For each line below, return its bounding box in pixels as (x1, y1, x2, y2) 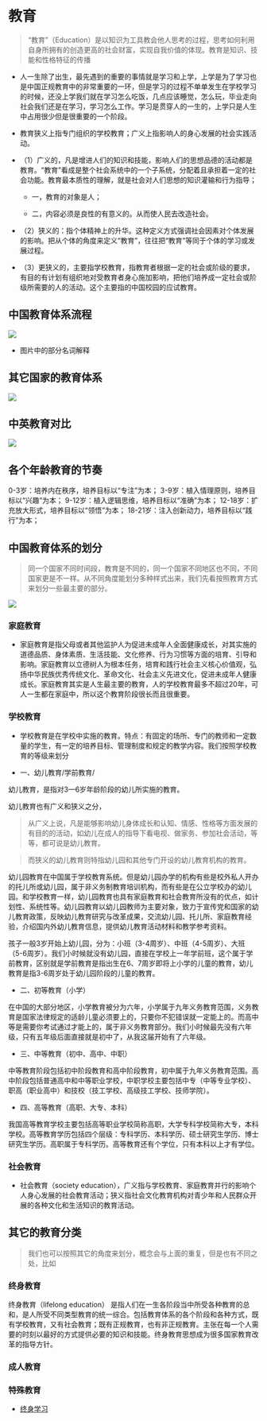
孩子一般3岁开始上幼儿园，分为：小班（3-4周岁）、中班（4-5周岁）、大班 (8, 939, 246, 948)
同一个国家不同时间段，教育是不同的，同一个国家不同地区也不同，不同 (27, 563, 258, 573)
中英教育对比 (8, 416, 72, 430)
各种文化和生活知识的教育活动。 (33, 1200, 139, 1210)
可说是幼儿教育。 (48, 838, 105, 847)
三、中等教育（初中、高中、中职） (19, 1048, 132, 1058)
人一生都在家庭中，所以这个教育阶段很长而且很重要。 (19, 689, 195, 699)
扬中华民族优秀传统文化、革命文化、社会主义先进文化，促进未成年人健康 (19, 669, 257, 680)
